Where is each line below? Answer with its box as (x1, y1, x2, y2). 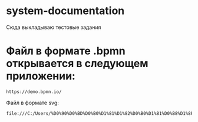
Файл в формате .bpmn (6, 44, 126, 58)
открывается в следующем (6, 57, 148, 70)
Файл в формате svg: (6, 99, 59, 106)
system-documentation (6, 4, 125, 18)
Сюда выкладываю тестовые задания (6, 24, 101, 31)
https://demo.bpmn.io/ (6, 88, 62, 95)
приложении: (6, 70, 75, 83)
